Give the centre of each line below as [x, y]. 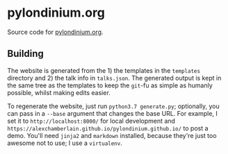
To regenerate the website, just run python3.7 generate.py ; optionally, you [114, 106]
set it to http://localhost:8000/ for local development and [91, 121]
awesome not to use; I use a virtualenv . [65, 143]
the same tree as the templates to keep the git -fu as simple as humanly [110, 85]
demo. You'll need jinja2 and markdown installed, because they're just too [112, 135]
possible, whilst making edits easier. [59, 92]
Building [25, 54]
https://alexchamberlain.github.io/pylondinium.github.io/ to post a [108, 128]
